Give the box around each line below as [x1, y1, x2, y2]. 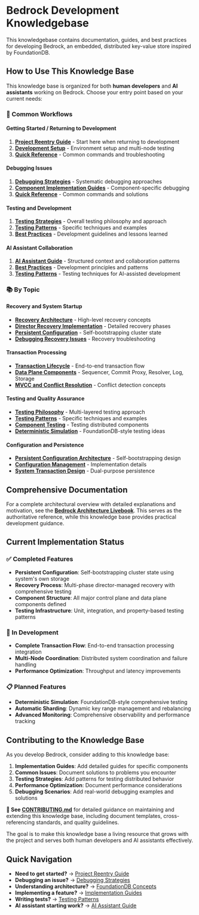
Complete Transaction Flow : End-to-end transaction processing [14, 642, 174, 649]
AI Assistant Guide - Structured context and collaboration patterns [14, 257, 180, 264]
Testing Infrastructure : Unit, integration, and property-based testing [14, 607, 184, 614]
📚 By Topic [6, 285, 40, 294]
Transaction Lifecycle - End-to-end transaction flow [14, 362, 145, 369]
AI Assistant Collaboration [6, 244, 73, 251]
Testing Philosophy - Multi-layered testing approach [14, 408, 145, 416]
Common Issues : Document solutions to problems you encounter [14, 769, 176, 776]
